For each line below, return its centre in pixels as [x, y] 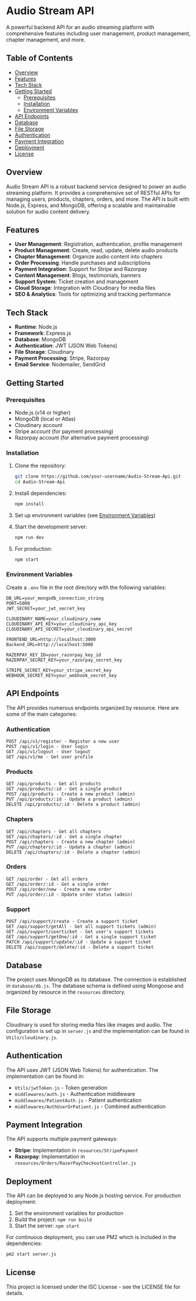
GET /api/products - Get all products [54, 784]
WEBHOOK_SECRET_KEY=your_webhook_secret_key [62, 676]
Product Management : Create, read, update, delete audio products [96, 250]
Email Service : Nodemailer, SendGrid [60, 365]
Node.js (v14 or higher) [42, 412]
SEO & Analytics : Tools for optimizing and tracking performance [93, 294]
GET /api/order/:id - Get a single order [58, 884]
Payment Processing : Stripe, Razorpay [62, 358]
